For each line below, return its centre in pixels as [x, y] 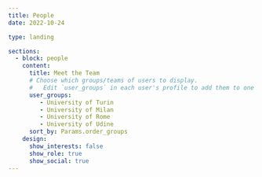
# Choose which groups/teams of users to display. [113, 80]
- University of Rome [75, 117]
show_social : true [59, 161]
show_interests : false [66, 146]
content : [36, 66]
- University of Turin [76, 102]
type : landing [31, 37]
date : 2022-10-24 [36, 23]
